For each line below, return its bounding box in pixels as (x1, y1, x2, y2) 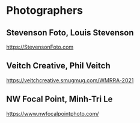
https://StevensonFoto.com (6, 43, 74, 50)
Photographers (6, 4, 83, 17)
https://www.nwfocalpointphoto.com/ (6, 110, 99, 117)
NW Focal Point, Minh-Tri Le (6, 94, 113, 104)
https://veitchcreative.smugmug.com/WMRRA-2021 (6, 76, 134, 84)
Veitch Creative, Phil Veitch (6, 61, 111, 71)
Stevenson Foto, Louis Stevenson (6, 28, 134, 38)
